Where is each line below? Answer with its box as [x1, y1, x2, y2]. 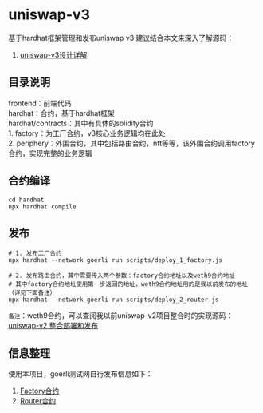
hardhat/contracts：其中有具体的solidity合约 [8, 118, 154, 128]
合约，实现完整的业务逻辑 [8, 148, 92, 157]
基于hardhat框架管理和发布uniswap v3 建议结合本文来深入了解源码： [8, 33, 234, 42]
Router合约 [19, 396, 57, 406]
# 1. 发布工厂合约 [8, 249, 62, 257]
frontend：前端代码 [8, 98, 72, 108]
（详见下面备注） [8, 289, 57, 297]
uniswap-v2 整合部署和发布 [8, 321, 99, 331]
